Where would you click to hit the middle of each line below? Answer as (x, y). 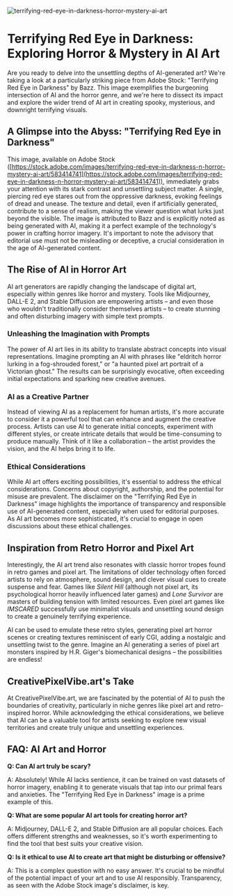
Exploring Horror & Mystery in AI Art (114, 54)
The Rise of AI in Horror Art (67, 270)
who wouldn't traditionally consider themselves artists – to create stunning (114, 309)
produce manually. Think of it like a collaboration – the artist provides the (111, 441)
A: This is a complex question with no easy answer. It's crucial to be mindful (116, 870)
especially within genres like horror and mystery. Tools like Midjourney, (109, 294)
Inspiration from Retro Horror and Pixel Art (101, 548)
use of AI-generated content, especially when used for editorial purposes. (113, 512)
